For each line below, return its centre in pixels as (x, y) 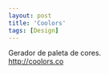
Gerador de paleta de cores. (55, 53)
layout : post (30, 16)
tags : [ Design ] (34, 30)
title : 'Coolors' (37, 23)
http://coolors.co (36, 61)
